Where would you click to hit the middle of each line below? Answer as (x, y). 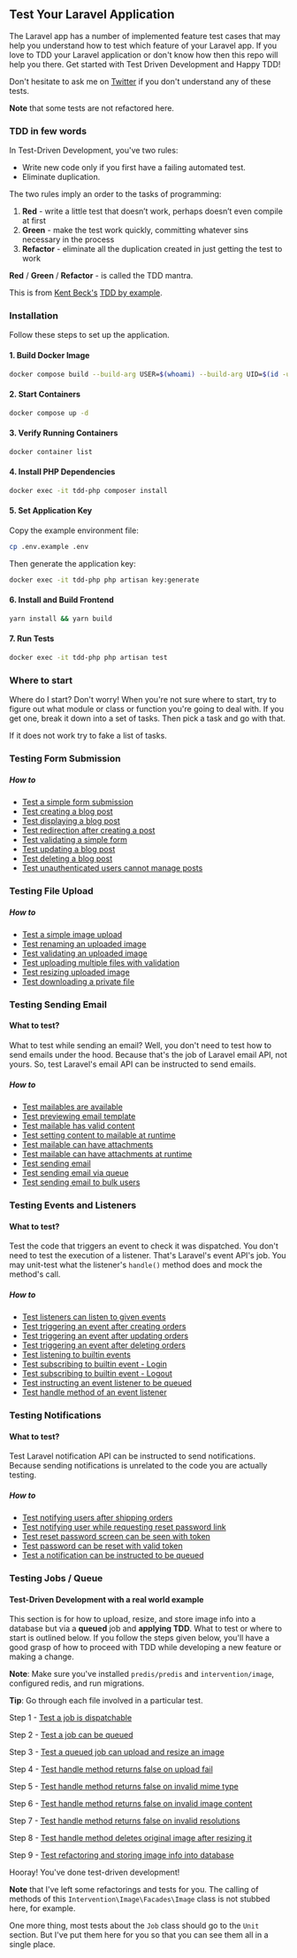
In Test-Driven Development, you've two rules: (94, 151)
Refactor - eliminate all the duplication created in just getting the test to (152, 249)
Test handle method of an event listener (94, 1392)
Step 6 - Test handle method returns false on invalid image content (131, 1804)
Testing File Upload (52, 890)
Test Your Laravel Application (92, 15)
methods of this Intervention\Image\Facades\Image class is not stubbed (140, 1899)
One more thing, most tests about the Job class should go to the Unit (134, 1926)
